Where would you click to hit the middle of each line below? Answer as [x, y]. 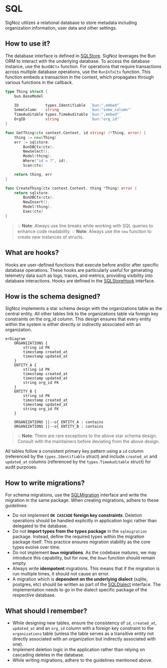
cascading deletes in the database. [48, 655]
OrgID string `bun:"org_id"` [68, 119]
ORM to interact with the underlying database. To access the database [78, 61]
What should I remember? [46, 611]
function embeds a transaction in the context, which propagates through [80, 77]
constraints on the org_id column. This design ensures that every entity [78, 319]
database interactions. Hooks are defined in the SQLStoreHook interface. [80, 280]
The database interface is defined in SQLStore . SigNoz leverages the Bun [81, 56]
